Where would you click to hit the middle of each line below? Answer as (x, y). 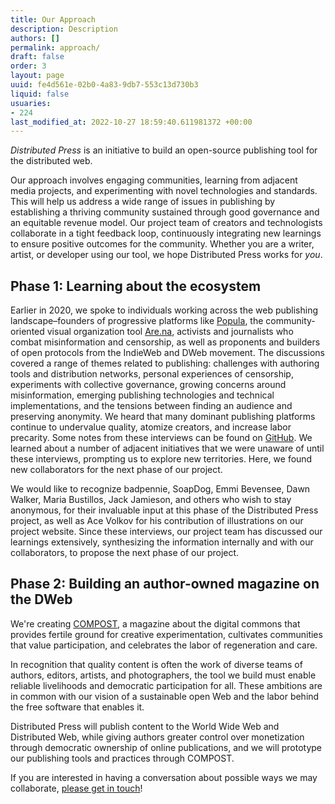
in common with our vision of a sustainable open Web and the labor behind (165, 696)
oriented (27, 332)
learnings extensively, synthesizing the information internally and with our (162, 542)
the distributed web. (51, 161)
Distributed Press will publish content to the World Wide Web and (145, 726)
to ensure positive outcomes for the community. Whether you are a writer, (162, 244)
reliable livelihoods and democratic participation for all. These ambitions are (166, 685)
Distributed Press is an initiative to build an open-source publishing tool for (164, 150)
